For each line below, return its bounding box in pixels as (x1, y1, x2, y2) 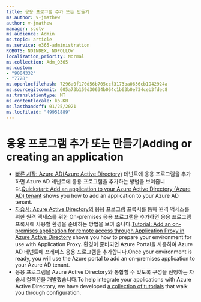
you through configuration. (14, 289, 82, 297)
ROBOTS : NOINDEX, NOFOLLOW (6, 48, 74, 54)
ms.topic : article (6, 37, 52, 43)
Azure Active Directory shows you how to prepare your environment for (14, 234, 192, 241)
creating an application (6, 150, 124, 164)
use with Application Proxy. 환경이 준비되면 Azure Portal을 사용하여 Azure (14, 241, 193, 248)
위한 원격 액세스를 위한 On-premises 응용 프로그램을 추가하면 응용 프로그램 (14, 213, 191, 221)
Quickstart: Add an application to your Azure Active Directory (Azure (21, 185, 191, 192)
